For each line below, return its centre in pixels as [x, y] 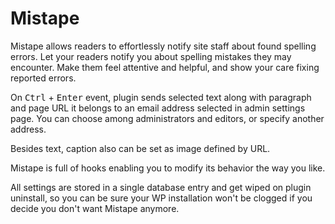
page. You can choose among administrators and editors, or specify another [167, 118]
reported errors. [43, 78]
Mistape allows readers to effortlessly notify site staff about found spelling [163, 46]
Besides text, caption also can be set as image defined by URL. [140, 148]
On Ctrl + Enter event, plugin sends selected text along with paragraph [161, 97]
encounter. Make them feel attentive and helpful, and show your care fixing [165, 67]
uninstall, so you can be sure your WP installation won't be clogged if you [161, 198]
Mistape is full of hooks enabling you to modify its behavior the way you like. [168, 168]
